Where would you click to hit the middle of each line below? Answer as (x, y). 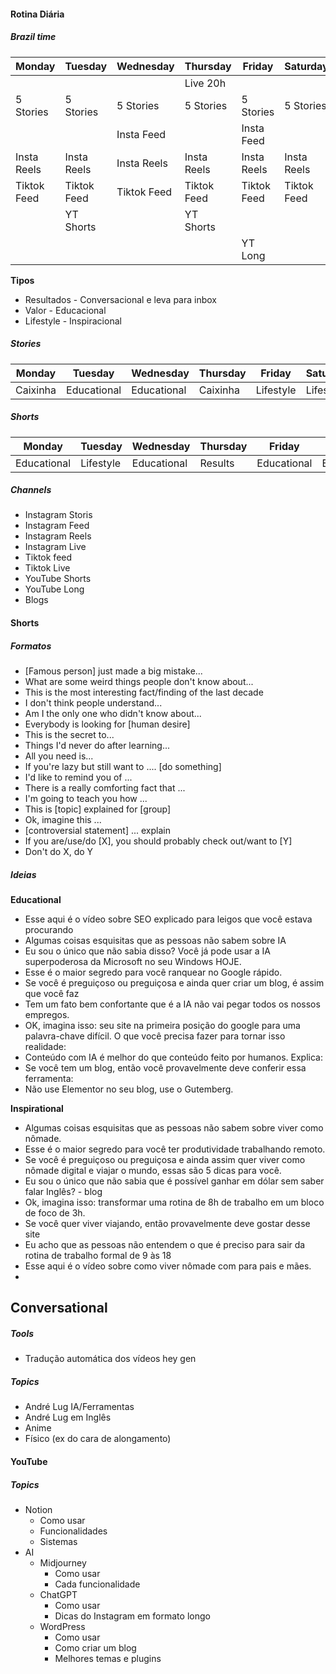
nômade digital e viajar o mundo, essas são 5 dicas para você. (153, 1170)
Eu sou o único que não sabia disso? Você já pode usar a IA (147, 951)
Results (217, 463)
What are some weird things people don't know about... (139, 682)
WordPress (62, 1626)
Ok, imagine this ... (63, 820)
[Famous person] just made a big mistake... (113, 671)
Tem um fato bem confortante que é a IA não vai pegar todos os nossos (172, 1004)
